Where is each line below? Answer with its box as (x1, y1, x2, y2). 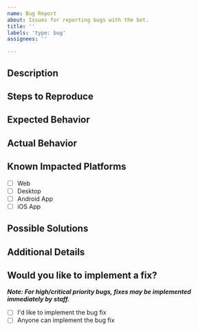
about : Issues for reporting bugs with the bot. (7, 17, 149, 23)
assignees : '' (7, 36, 48, 43)
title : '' (7, 23, 36, 30)
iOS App (16, 202, 41, 211)
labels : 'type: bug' (7, 29, 67, 36)
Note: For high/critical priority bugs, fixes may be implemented (7, 288, 191, 296)
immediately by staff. (7, 295, 70, 303)
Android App (16, 194, 54, 203)
